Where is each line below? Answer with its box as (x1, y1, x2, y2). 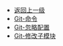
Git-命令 (13, 14, 38, 23)
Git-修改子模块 (13, 32, 56, 40)
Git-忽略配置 (13, 23, 50, 31)
